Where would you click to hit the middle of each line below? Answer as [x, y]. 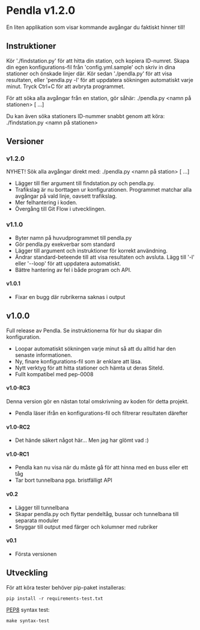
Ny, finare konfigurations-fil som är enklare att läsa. [78, 361]
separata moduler [37, 520]
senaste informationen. [43, 355]
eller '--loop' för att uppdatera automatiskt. [68, 263]
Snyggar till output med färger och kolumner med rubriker [86, 527]
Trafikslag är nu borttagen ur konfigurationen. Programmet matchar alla [103, 190]
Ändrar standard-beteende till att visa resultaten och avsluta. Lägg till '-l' [105, 257]
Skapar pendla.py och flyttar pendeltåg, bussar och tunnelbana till [97, 514]
